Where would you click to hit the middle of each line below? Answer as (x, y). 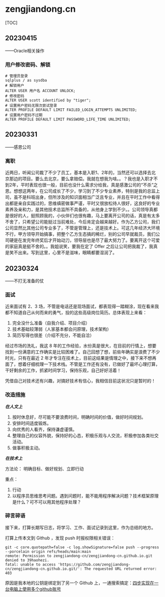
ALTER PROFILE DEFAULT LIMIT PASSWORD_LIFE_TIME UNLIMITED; (68, 120)
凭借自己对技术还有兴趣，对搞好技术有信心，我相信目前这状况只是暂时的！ (80, 381)
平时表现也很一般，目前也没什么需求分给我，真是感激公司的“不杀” (87, 185)
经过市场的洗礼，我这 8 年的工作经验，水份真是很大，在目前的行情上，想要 (81, 346)
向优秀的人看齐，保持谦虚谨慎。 (44, 429)
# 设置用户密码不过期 (24, 115)
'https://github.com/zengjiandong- (94, 565)
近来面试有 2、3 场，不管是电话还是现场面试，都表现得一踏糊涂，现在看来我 (82, 307)
